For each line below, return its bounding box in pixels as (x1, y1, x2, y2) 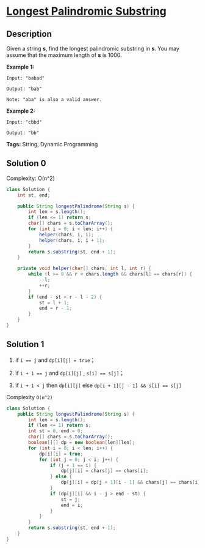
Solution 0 (6, 158, 46, 169)
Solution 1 (6, 339, 45, 350)
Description (6, 29, 52, 39)
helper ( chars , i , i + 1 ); (38, 237, 105, 243)
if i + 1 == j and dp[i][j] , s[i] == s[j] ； (15, 369, 125, 377)
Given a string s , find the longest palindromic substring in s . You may (6, 45, 180, 52)
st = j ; (60, 496, 81, 503)
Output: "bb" (6, 130, 40, 136)
